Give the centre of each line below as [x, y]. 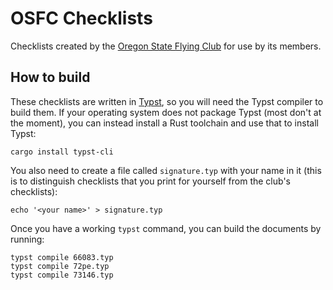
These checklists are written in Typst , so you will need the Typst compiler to [167, 101]
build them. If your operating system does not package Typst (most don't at [166, 112]
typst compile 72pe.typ [60, 266]
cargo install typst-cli [62, 152]
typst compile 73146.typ [62, 275]
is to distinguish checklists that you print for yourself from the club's [150, 181]
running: [27, 239]
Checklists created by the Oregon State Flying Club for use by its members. [166, 46]
